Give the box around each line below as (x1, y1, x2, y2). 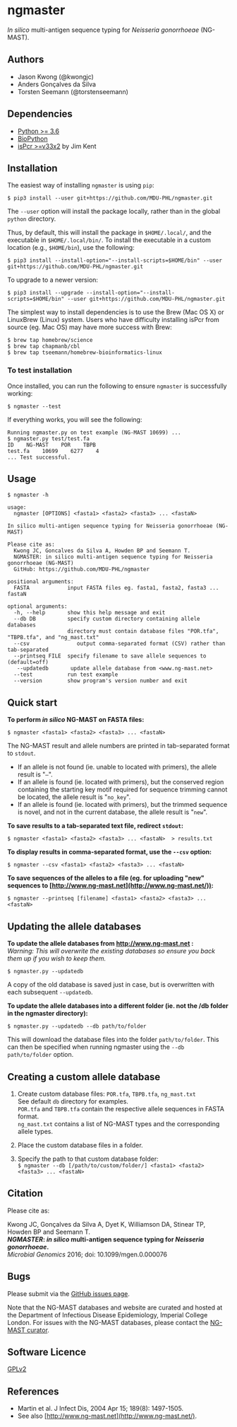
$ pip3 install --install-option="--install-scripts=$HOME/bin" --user (7, 257, 222, 264)
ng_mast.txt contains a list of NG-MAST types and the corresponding (17, 1119, 220, 1128)
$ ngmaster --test (7, 403, 61, 410)
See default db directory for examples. (17, 1096, 129, 1106)
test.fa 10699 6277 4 (7, 447, 99, 454)
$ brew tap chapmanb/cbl (7, 343, 80, 350)
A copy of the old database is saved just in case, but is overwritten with (7, 980, 215, 989)
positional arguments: (7, 578, 74, 585)
